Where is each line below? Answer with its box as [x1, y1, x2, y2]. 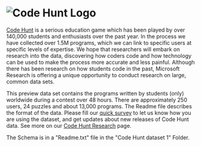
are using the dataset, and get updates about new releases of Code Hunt [6, 116, 189, 123]
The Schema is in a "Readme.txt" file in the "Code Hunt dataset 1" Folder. [6, 134, 190, 141]
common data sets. [6, 78, 55, 85]
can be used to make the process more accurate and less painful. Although [6, 58, 195, 66]
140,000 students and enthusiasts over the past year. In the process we [6, 32, 186, 40]
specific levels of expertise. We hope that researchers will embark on [6, 46, 180, 53]
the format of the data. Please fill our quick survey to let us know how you [6, 109, 192, 116]
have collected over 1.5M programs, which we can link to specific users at [6, 39, 192, 46]
